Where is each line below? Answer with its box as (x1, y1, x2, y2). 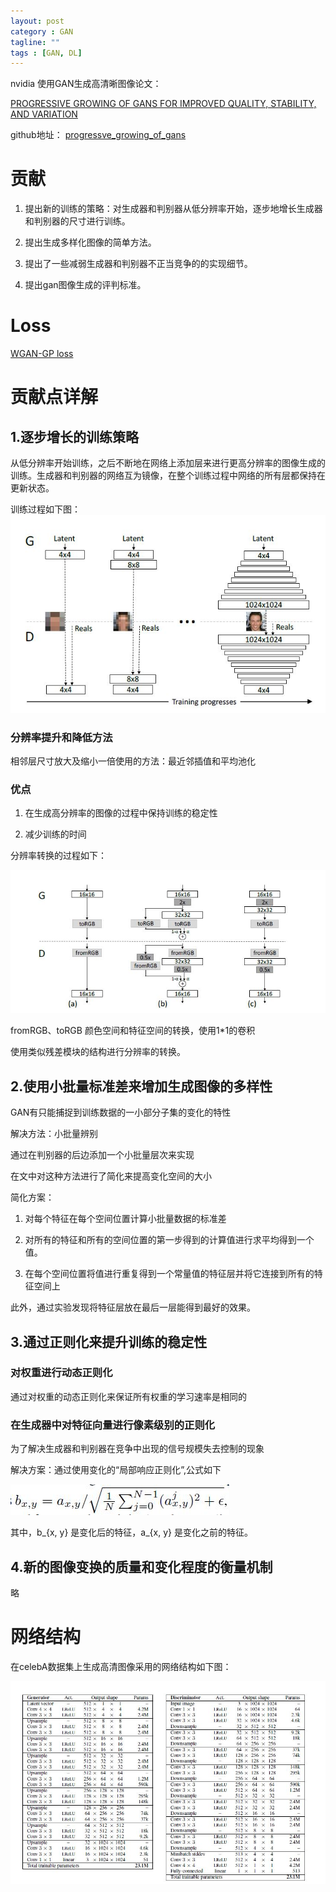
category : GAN (10, 26, 74, 37)
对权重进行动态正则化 (10, 1366, 113, 1380)
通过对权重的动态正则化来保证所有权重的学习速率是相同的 (10, 1390, 247, 1402)
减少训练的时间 (24, 828, 87, 840)
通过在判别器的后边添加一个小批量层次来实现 (10, 1149, 195, 1161)
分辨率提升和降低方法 (10, 730, 113, 744)
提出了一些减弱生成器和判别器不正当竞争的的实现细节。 (24, 258, 253, 270)
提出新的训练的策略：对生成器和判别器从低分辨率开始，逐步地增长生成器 (24, 203, 323, 215)
